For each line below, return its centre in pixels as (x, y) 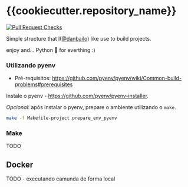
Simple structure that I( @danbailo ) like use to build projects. (79, 38)
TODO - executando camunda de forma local (61, 179)
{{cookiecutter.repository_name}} (91, 11)
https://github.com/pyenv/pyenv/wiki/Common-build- (117, 78)
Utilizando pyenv (31, 65)
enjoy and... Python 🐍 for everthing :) (51, 50)
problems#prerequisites (44, 84)
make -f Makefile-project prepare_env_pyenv (62, 118)
